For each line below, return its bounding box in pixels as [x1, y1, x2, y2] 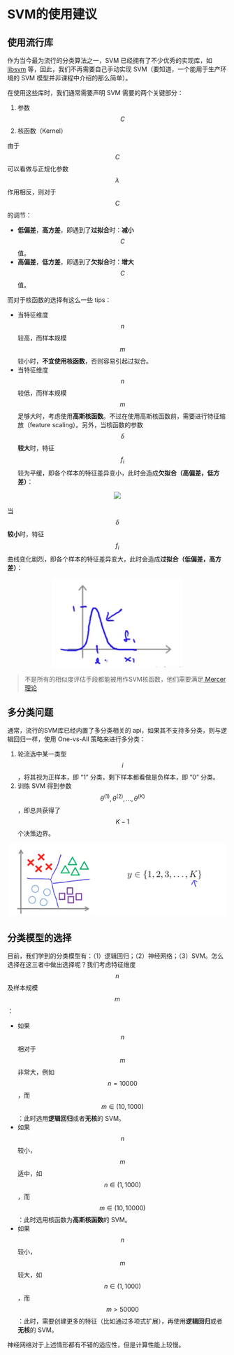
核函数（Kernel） [17, 127, 68, 135]
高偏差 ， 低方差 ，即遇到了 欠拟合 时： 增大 [17, 258, 134, 266]
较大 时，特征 [17, 444, 54, 452]
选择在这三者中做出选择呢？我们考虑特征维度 [7, 961, 136, 969]
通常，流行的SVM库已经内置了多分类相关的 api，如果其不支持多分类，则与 [7, 726, 221, 735]
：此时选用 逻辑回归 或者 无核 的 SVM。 [17, 1114, 126, 1123]
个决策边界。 [17, 829, 54, 838]
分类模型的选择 [7, 931, 72, 944]
